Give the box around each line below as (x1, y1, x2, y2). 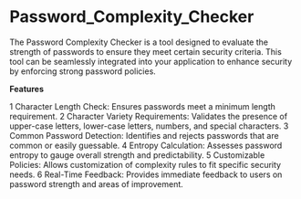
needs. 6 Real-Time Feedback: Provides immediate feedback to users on (9, 169, 283, 180)
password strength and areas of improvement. (9, 178, 184, 189)
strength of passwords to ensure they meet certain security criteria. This (9, 46, 283, 57)
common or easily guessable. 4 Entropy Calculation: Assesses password (9, 140, 283, 151)
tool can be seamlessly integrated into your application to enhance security (9, 56, 293, 67)
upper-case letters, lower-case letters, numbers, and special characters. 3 (9, 120, 289, 131)
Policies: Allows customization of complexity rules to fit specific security (9, 159, 281, 170)
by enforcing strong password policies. (9, 66, 157, 77)
